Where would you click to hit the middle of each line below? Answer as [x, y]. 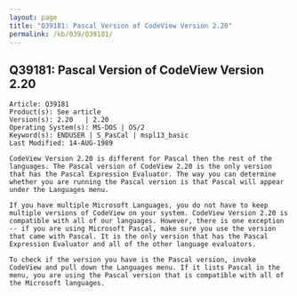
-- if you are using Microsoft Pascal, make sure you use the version [143, 229]
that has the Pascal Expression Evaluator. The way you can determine [143, 174]
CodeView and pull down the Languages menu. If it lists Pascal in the [144, 268]
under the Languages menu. [59, 190]
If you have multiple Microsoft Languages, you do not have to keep [139, 205]
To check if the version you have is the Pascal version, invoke [132, 260]
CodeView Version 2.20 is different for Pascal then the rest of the [141, 159]
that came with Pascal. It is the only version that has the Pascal [139, 236]
